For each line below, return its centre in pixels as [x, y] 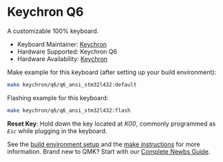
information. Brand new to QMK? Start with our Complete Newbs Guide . [109, 151]
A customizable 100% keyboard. [53, 31]
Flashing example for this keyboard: [58, 97]
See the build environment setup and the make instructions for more [104, 144]
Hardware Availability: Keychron [62, 58]
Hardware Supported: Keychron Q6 [67, 51]
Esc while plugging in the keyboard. [57, 130]
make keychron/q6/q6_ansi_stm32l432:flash [69, 111]
